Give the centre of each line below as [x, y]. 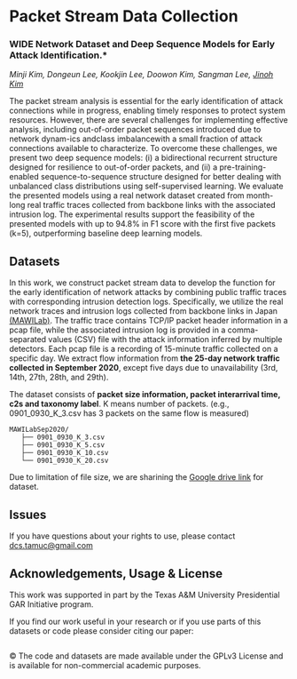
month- [260, 196]
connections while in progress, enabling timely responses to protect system [148, 111]
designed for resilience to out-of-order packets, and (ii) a [113, 167]
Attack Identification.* [59, 55]
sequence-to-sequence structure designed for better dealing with [161, 177]
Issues [28, 514]
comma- [243, 330]
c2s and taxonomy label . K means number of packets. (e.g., [119, 404]
